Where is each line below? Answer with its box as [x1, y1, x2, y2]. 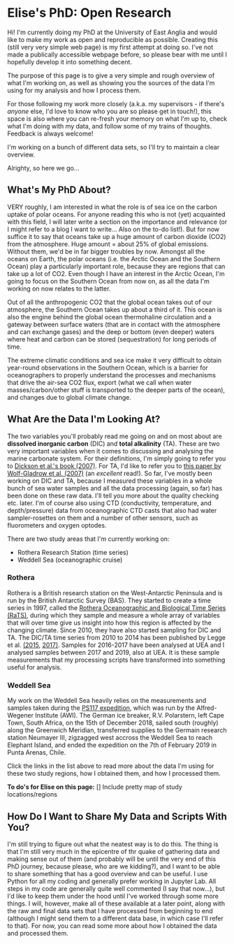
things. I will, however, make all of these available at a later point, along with [7, 899, 226, 908]
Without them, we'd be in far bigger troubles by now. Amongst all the [7, 247, 205, 256]
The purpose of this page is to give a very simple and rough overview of [7, 71, 215, 80]
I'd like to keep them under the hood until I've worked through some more [7, 892, 219, 900]
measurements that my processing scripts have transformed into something [7, 655, 226, 664]
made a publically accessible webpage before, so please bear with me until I [7, 50, 227, 59]
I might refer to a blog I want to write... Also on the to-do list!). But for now [7, 225, 220, 233]
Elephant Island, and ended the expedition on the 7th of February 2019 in [7, 741, 217, 749]
